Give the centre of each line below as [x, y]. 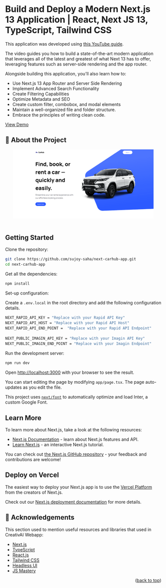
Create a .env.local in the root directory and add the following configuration [83, 302]
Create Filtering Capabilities [41, 94]
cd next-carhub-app [25, 265]
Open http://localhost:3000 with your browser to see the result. [70, 372]
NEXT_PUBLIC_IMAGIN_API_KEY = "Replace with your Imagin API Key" [75, 339]
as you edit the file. [42, 387]
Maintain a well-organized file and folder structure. [64, 110]
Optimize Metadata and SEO [41, 99]
